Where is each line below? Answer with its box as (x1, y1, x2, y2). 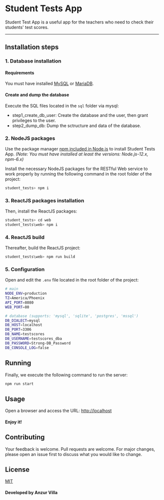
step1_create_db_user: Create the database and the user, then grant (12, 112, 148, 118)
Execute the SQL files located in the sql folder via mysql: (5, 103, 119, 109)
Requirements (5, 69, 35, 76)
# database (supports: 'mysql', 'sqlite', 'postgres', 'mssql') (5, 313, 139, 318)
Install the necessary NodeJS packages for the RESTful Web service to (5, 166, 148, 172)
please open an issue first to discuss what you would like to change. (5, 451, 143, 457)
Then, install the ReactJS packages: (5, 208, 77, 214)
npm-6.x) (5, 156, 24, 162)
